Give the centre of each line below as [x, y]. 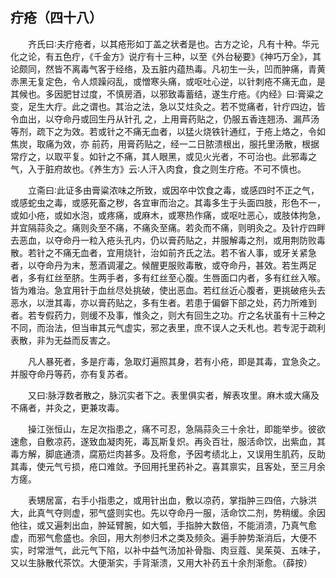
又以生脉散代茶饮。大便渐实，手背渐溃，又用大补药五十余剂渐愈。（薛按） [161, 562]
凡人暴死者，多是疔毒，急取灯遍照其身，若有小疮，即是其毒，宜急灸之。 [177, 361]
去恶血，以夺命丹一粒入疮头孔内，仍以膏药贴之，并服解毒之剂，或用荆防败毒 [168, 240]
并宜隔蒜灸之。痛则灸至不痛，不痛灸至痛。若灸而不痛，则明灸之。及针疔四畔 [168, 227]
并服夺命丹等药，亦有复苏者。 [71, 374]
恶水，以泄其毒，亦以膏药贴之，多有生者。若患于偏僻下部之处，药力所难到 [163, 302]
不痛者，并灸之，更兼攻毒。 [67, 407]
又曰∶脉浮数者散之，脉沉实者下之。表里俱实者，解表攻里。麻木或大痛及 [174, 395]
